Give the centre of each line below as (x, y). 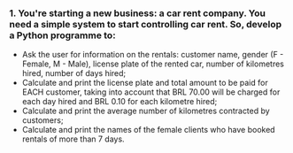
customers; (42, 120)
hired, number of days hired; (74, 73)
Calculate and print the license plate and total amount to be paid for (145, 83)
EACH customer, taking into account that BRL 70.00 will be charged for (151, 92)
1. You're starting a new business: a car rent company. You (137, 13)
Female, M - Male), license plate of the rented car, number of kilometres (153, 64)
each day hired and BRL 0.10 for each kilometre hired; (120, 102)
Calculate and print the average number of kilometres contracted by (146, 111)
